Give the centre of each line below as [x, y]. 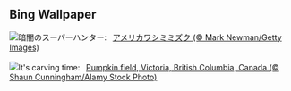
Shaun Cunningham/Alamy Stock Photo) [83, 77]
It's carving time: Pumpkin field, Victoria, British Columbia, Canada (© [149, 67]
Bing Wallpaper [53, 15]
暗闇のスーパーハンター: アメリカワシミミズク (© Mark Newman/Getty [150, 37]
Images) [25, 47]
